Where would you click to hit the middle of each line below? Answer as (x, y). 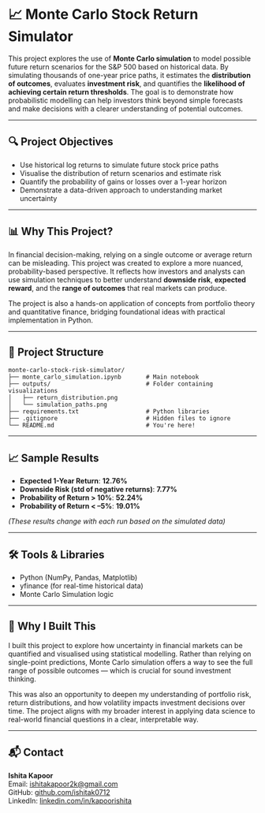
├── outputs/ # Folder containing (111, 384)
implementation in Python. (50, 320)
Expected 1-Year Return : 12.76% (73, 481)
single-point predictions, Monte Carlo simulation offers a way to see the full (131, 662)
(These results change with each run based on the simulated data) (117, 521)
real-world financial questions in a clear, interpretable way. (103, 719)
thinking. (22, 679)
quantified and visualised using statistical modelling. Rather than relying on (130, 654)
